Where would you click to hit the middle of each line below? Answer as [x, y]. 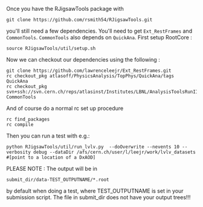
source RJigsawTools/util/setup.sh [51, 48]
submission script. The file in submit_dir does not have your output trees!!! [98, 197]
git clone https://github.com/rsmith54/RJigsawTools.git [79, 20]
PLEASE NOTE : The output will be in [52, 169]
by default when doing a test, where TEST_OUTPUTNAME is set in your [95, 191]
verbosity [19, 152]
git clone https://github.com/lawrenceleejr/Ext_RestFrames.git [89, 71]
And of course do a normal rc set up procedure [65, 108]
